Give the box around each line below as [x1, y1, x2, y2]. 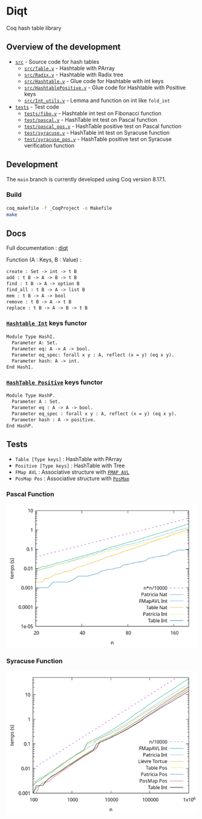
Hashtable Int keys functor [6, 319, 88, 328]
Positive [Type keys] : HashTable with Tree [15, 462, 125, 469]
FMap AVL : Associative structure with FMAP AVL [15, 468, 130, 476]
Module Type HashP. [6, 393, 56, 399]
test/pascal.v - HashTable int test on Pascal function [24, 116, 158, 123]
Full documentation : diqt [6, 244, 68, 252]
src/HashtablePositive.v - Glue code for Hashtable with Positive [24, 84, 186, 91]
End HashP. [6, 423, 34, 429]
